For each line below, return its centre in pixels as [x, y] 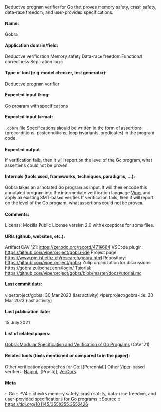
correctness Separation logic [34, 62]
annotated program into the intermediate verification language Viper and [78, 193]
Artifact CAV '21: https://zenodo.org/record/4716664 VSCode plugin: [74, 247]
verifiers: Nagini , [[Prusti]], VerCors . [41, 371]
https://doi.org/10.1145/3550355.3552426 [47, 404]
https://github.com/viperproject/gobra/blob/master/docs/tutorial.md [73, 273]
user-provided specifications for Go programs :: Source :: [63, 399]
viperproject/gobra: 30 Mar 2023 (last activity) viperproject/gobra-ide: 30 [79, 295]
